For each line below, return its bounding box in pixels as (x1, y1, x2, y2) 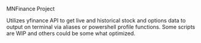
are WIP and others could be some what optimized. (6, 30, 136, 37)
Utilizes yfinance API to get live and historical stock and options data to (6, 17, 186, 24)
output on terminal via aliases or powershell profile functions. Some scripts (6, 24, 195, 30)
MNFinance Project (6, 5, 55, 12)
